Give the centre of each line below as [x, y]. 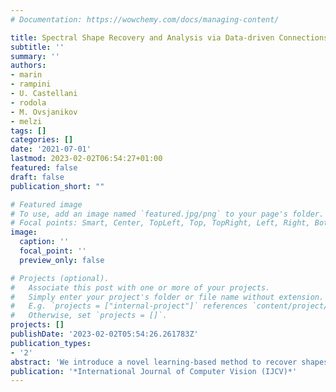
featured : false [44, 168]
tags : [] [28, 131]
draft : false [37, 177]
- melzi [26, 121]
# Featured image [46, 204]
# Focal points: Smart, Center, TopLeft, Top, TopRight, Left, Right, [160, 223]
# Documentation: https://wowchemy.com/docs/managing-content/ [145, 19]
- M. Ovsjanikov [44, 112]
